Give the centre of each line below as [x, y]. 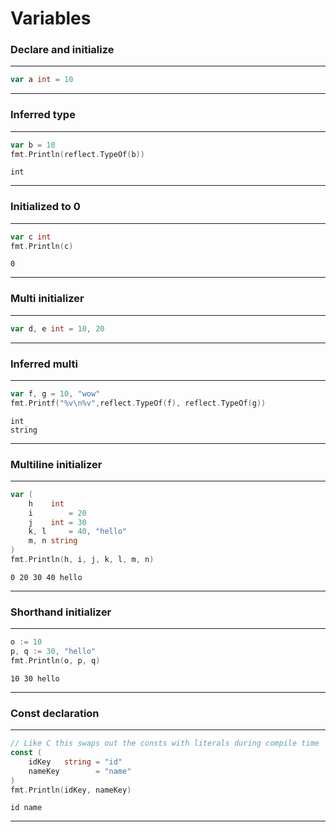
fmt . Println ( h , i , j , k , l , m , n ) [82, 560]
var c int [31, 237]
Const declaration [55, 713]
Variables [51, 18]
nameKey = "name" [80, 771]
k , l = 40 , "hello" [78, 532]
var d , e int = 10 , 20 [57, 328]
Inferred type [43, 115]
